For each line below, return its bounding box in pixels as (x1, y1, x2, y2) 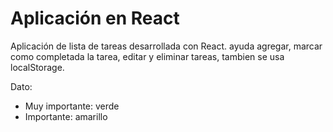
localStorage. (10, 61, 65, 73)
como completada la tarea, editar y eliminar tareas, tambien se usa (10, 50, 285, 62)
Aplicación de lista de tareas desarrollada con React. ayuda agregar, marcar (10, 40, 323, 52)
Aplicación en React (10, 7, 180, 30)
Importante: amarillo (24, 110, 108, 122)
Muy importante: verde (24, 100, 120, 112)
